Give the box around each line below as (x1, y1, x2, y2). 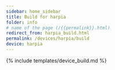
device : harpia (6, 41, 43, 47)
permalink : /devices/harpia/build (6, 36, 90, 41)
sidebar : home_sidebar (6, 8, 61, 15)
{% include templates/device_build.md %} (6, 57, 107, 64)
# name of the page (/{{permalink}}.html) (6, 24, 110, 31)
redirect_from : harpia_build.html (6, 30, 90, 36)
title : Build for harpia (6, 14, 66, 20)
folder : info (6, 19, 38, 25)
